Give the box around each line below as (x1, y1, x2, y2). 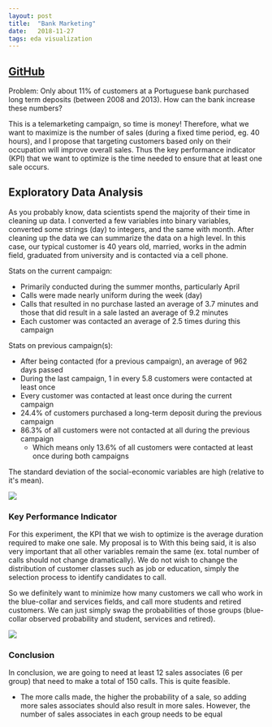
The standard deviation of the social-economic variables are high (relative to (8, 467, 265, 476)
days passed (19, 364, 63, 374)
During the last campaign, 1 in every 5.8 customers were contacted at (19, 373, 253, 383)
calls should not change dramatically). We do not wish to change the (8, 555, 238, 565)
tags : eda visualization (8, 34, 93, 43)
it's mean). (8, 475, 45, 485)
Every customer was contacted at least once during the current (19, 390, 233, 400)
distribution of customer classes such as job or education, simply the (8, 564, 240, 574)
